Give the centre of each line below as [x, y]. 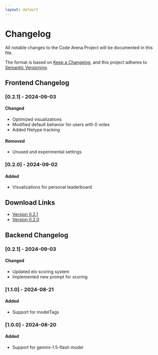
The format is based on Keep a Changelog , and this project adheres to [76, 62]
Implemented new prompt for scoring [50, 277]
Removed [15, 141]
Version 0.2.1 [25, 214]
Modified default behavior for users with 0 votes [61, 125]
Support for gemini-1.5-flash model [48, 347]
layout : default [22, 10]
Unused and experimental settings [47, 152]
